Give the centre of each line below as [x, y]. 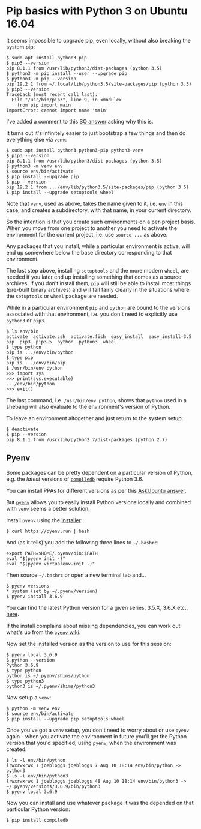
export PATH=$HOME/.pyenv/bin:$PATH [52, 553]
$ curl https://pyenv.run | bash [48, 531]
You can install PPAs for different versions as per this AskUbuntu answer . [97, 490]
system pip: [21, 47]
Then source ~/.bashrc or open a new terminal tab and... [76, 575]
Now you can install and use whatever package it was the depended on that [100, 803]
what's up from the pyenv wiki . [43, 632]
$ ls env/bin [22, 331]
